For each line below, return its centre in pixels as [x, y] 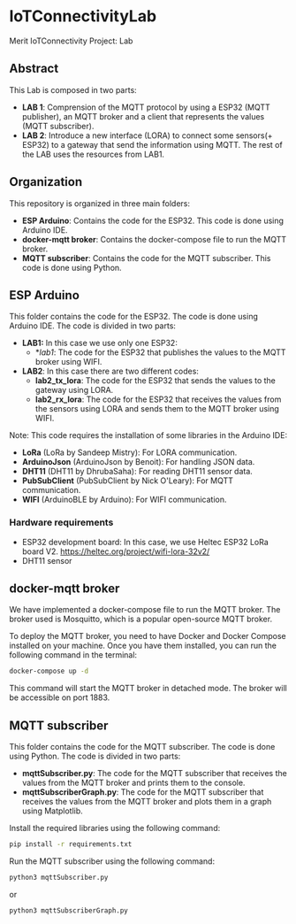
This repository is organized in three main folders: [100, 203]
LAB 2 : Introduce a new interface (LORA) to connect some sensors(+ [147, 135]
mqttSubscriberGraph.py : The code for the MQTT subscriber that [143, 792]
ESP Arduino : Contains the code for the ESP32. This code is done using [153, 220]
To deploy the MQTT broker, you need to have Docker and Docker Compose [148, 636]
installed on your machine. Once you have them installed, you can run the [143, 646]
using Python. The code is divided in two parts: [95, 756]
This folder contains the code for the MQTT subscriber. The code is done [142, 747]
